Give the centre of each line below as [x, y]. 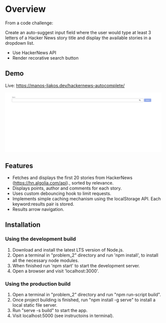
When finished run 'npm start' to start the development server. [76, 265]
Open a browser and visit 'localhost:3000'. [55, 271]
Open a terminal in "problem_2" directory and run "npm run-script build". [86, 294]
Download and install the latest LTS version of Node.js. [68, 250]
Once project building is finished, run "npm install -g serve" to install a [84, 300]
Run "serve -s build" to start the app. [50, 310]
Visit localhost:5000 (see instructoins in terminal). [63, 316]
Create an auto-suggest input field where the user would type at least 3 [78, 32]
